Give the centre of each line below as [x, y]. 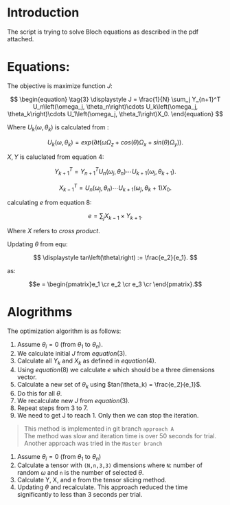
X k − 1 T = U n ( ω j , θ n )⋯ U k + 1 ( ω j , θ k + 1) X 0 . [115, 188]
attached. [21, 39]
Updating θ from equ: [37, 244]
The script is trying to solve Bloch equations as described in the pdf [103, 32]
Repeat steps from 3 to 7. [53, 408]
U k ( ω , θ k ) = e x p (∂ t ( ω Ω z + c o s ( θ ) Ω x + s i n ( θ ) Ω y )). [115, 143]
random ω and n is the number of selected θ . [80, 473]
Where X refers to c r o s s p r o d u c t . [54, 231]
